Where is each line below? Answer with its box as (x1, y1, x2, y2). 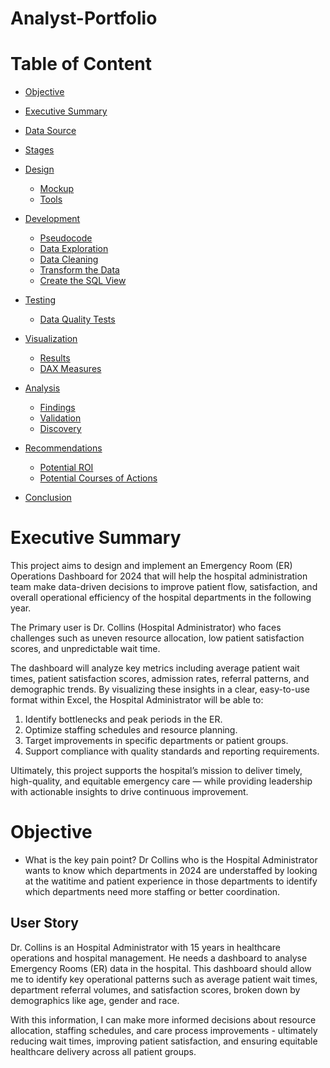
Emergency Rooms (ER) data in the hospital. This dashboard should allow (10, 962, 312, 974)
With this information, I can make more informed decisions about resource (10, 1013, 317, 1026)
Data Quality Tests (39, 313, 116, 326)
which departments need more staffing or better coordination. (24, 886, 281, 897)
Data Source (24, 125, 77, 137)
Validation (39, 412, 82, 424)
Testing (24, 294, 57, 306)
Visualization (24, 333, 78, 345)
